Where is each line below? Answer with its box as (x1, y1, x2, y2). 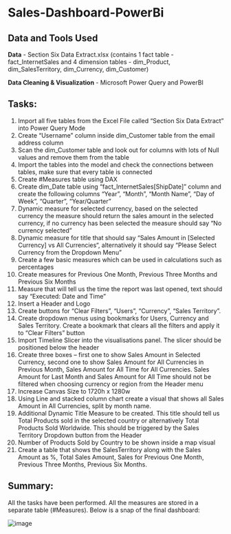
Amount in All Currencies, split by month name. (17, 401, 152, 410)
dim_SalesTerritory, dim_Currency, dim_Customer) (8, 65, 149, 73)
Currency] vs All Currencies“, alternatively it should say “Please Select (17, 241, 217, 249)
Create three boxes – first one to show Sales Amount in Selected (17, 350, 201, 359)
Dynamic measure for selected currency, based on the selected (17, 204, 198, 213)
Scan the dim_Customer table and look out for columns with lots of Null (17, 146, 219, 154)
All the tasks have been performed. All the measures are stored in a (8, 498, 199, 506)
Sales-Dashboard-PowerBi (8, 5, 164, 21)
